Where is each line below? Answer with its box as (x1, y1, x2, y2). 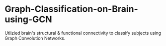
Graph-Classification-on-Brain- (4, 3, 139, 15)
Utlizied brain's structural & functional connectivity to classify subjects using (4, 30, 162, 36)
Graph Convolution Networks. (4, 35, 66, 41)
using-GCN (4, 14, 52, 25)
